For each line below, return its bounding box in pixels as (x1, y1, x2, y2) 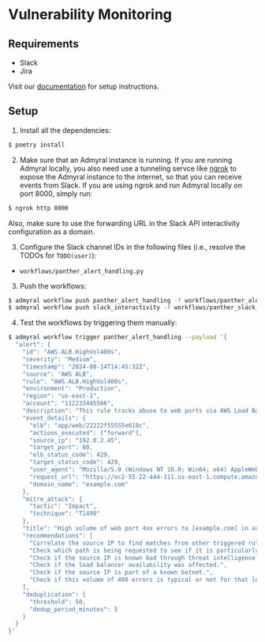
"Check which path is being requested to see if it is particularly (28, 546, 259, 554)
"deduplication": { (22, 591, 87, 599)
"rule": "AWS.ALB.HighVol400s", (22, 377, 129, 385)
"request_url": (28, 473, 80, 481)
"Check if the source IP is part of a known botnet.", (28, 568, 214, 576)
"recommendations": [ (22, 531, 93, 539)
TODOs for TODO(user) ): (19, 251, 97, 260)
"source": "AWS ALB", (22, 370, 93, 378)
